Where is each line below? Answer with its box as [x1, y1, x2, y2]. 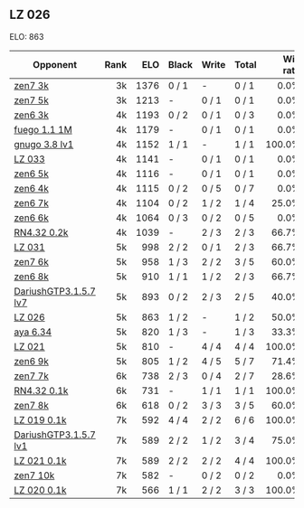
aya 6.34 [14, 325, 52, 338]
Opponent [33, 58, 77, 71]
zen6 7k [14, 196, 50, 209]
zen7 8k [14, 399, 50, 411]
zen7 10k [14, 469, 55, 482]
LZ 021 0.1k [14, 454, 67, 466]
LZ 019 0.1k [14, 413, 67, 426]
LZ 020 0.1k [14, 484, 67, 496]
